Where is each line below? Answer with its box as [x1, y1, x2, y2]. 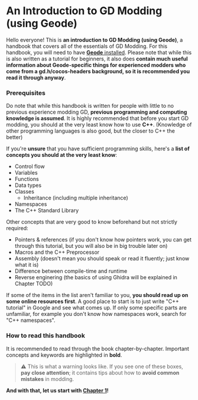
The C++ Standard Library [14, 207, 79, 214]
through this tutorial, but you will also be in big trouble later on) [14, 243, 168, 250]
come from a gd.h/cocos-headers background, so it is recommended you [6, 67, 190, 75]
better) [6, 134, 23, 141]
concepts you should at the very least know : [6, 151, 117, 159]
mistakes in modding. [20, 375, 74, 382]
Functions [14, 176, 40, 183]
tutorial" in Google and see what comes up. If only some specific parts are [6, 304, 187, 311]
